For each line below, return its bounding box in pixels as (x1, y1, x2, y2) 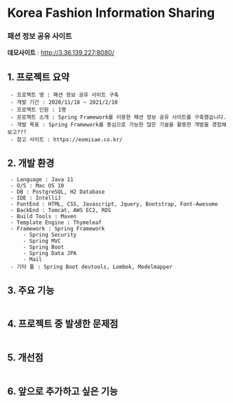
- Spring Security (22, 232, 77, 239)
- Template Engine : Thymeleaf (10, 219, 102, 226)
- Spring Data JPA (22, 250, 77, 257)
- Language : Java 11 (10, 176, 74, 183)
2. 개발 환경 (7, 157, 55, 169)
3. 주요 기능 (7, 284, 55, 296)
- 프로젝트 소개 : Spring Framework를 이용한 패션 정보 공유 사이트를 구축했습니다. (10, 114, 227, 121)
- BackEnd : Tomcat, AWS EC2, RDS (10, 207, 112, 214)
